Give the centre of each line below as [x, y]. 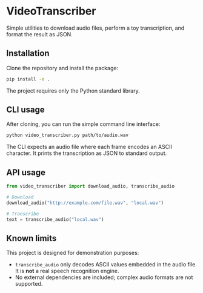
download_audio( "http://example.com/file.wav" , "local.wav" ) [85, 203]
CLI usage [26, 110]
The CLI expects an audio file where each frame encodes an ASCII [89, 147]
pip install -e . [28, 79]
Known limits [32, 238]
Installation [28, 54]
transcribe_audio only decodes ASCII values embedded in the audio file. [106, 265]
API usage [26, 172]
